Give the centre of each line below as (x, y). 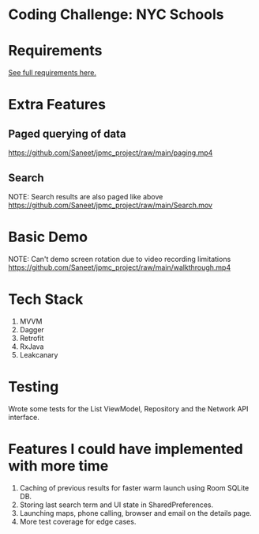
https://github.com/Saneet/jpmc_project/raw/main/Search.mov (111, 205)
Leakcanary (39, 354)
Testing (34, 387)
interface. (24, 417)
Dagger (32, 329)
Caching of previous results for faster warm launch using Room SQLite (134, 487)
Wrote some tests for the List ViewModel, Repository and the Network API (128, 408)
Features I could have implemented (126, 449)
